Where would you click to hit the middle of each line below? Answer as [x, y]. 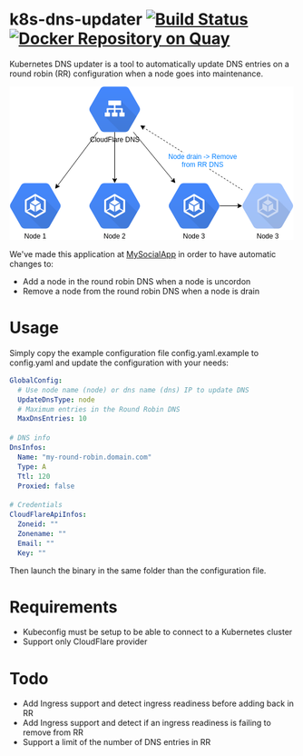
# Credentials [36, 505]
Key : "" [32, 553]
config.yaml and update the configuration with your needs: [119, 363]
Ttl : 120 [34, 476]
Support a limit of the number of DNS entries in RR [117, 742]
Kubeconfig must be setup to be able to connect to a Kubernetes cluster [157, 632]
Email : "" [36, 543]
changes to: [32, 264]
